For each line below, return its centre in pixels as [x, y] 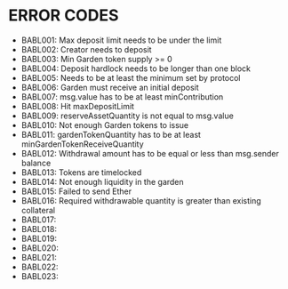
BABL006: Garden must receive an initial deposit [110, 87]
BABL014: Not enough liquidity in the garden [102, 181]
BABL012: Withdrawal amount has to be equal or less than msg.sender [150, 153]
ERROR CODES [64, 16]
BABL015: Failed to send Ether [76, 191]
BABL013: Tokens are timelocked [81, 172]
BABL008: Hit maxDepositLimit [78, 106]
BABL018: [39, 229]
